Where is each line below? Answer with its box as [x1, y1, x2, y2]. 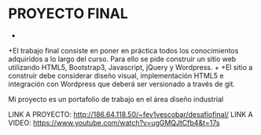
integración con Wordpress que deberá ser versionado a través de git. [8, 79, 236, 89]
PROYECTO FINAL [8, 5, 128, 23]
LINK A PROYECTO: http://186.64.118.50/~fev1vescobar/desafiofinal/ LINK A [8, 109, 253, 119]
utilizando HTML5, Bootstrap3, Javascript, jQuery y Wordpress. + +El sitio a [8, 62, 253, 71]
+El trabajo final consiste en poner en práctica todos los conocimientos [8, 46, 239, 55]
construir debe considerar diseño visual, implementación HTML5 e [8, 71, 224, 80]
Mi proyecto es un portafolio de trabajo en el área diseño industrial [8, 94, 224, 104]
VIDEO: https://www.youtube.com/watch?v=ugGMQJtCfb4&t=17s [8, 118, 220, 127]
